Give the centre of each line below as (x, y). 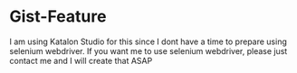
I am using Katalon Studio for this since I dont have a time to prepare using (148, 41)
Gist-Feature (58, 17)
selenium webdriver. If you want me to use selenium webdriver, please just (148, 50)
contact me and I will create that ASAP (81, 60)
